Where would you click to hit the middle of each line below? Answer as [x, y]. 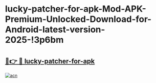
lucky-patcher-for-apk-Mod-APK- [76, 9]
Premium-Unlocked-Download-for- [78, 19]
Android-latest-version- [55, 30]
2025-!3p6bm [34, 40]
